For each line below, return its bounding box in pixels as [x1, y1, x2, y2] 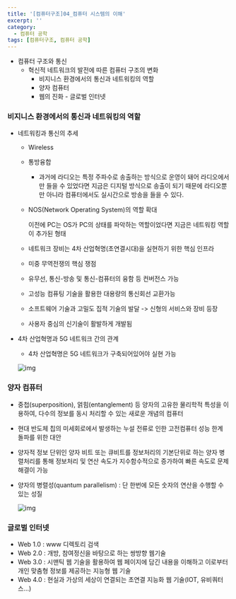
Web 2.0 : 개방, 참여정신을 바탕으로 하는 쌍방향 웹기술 [17, 549, 166, 557]
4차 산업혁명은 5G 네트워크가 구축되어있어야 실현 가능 [28, 349, 177, 358]
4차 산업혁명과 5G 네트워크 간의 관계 [17, 335, 119, 343]
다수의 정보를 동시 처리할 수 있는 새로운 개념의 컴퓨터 [38, 409, 184, 417]
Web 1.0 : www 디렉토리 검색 [17, 540, 100, 549]
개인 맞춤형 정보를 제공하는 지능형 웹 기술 [17, 566, 131, 575]
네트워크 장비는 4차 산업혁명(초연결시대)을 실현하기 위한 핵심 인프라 [28, 245, 214, 253]
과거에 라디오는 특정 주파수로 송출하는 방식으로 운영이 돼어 [38, 173, 199, 181]
